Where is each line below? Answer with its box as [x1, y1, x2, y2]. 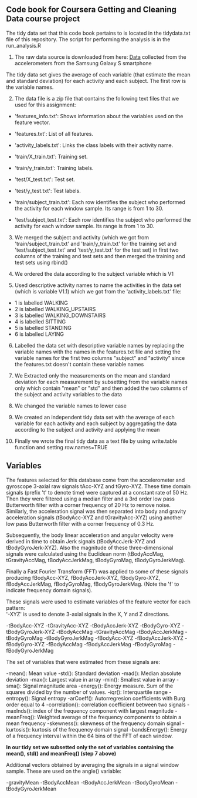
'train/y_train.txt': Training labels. [14, 164, 94, 171]
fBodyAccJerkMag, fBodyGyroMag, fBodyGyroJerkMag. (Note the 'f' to [6, 580, 179, 587]
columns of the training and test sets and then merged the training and [14, 252, 186, 259]
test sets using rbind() [14, 259, 68, 266]
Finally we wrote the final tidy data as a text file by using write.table [14, 438, 178, 445]
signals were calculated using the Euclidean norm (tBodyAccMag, [6, 550, 165, 557]
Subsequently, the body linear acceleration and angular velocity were [6, 532, 174, 539]
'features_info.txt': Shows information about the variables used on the [14, 112, 184, 119]
